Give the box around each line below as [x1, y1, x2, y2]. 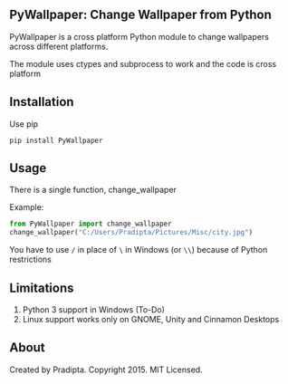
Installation [9, 94, 74, 110]
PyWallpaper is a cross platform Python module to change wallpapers [9, 31, 270, 42]
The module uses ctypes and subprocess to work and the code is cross [9, 58, 277, 69]
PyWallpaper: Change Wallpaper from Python [9, 7, 272, 23]
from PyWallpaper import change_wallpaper [9, 219, 172, 229]
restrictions [9, 254, 52, 265]
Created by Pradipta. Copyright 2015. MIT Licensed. [9, 364, 203, 375]
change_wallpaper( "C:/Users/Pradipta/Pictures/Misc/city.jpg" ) [9, 228, 254, 237]
